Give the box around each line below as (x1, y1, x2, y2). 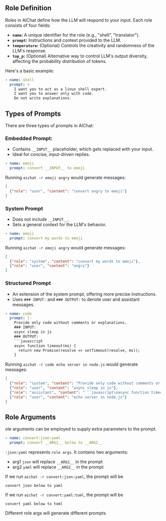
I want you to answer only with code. (14, 91, 94, 96)
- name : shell (5, 77, 35, 82)
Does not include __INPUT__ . (12, 216, 70, 222)
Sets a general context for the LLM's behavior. (12, 221, 107, 227)
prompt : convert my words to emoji (9, 236, 83, 240)
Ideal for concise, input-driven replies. (12, 151, 90, 157)
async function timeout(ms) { (14, 343, 77, 348)
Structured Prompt (5, 280, 51, 286)
